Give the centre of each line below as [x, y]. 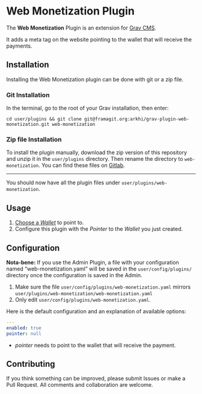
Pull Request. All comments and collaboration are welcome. [80, 385]
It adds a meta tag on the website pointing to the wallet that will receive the [99, 39]
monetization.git [28, 125]
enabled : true [24, 328]
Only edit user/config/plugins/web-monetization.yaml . [83, 299]
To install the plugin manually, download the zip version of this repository [97, 152]
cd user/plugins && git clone [44, 119]
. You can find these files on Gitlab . [81, 165]
